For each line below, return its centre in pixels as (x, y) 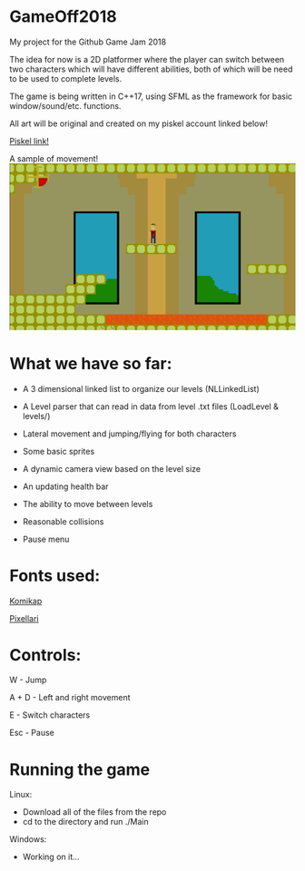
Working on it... (51, 857)
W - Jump (28, 680)
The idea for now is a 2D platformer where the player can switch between (147, 59)
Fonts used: (55, 576)
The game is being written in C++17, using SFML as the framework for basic (151, 96)
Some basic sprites (59, 451)
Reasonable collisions (63, 521)
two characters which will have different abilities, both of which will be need (151, 69)
